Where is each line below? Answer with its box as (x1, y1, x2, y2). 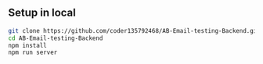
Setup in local (8, 6, 76, 20)
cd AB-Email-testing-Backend (8, 34, 103, 42)
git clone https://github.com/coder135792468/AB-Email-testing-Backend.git (8, 27, 261, 34)
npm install (8, 41, 47, 49)
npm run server (8, 48, 58, 57)
